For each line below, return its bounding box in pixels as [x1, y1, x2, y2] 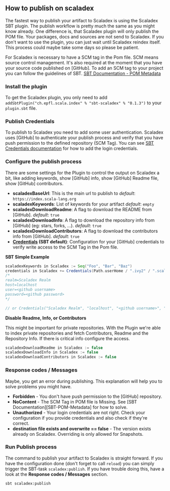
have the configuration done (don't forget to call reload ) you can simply [5, 460, 154, 466]
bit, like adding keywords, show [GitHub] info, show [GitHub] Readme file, [5, 175, 159, 181]
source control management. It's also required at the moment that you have [5, 59, 162, 65]
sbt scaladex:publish [5, 481, 51, 486]
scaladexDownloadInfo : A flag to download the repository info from [12, 217, 155, 223]
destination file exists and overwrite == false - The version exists [12, 425, 151, 432]
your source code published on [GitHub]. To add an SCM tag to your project [5, 65, 163, 71]
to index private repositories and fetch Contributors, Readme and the [5, 330, 149, 336]
